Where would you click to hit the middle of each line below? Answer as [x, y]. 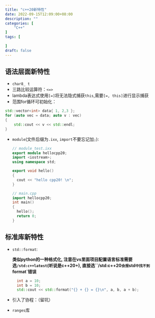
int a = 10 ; [29, 281]
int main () [23, 203]
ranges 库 [21, 310]
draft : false [18, 50]
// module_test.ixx [32, 148]
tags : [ [13, 37]
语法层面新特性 [28, 71]
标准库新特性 [24, 237]
